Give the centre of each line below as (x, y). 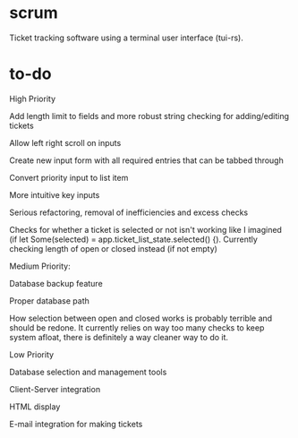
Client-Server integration (55, 389)
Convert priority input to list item (69, 177)
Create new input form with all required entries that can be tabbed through (146, 160)
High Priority (33, 99)
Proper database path (49, 301)
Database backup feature (56, 283)
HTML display (35, 407)
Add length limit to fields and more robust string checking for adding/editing (149, 116)
